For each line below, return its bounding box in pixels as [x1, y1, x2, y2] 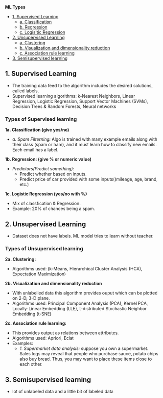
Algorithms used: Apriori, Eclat [12, 335, 74, 341]
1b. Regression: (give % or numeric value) [5, 157, 92, 162]
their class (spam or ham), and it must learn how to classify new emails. [12, 142, 157, 148]
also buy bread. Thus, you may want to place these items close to [19, 356, 152, 362]
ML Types [5, 4, 26, 10]
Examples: [12, 341, 33, 346]
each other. [19, 361, 43, 367]
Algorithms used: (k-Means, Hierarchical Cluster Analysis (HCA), [12, 266, 143, 272]
